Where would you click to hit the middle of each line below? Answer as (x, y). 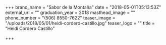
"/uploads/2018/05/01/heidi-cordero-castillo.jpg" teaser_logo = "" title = (80, 23)
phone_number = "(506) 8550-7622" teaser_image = (60, 18)
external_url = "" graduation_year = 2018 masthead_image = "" (70, 12)
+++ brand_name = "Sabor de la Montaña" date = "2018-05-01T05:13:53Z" (83, 7)
